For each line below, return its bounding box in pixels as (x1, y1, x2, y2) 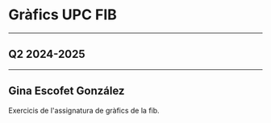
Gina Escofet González (8, 84, 125, 98)
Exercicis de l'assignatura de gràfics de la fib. (8, 105, 160, 115)
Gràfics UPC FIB (8, 6, 117, 24)
